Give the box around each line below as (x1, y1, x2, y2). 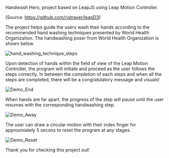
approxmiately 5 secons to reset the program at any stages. (5, 127, 132, 133)
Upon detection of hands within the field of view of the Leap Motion (5, 60, 149, 66)
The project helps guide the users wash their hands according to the (5, 24, 150, 30)
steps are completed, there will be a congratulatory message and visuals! (5, 77, 160, 82)
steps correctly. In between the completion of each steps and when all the (5, 71, 162, 77)
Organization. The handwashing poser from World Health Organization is (5, 35, 159, 41)
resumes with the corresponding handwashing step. (5, 102, 115, 108)
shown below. (5, 40, 35, 47)
